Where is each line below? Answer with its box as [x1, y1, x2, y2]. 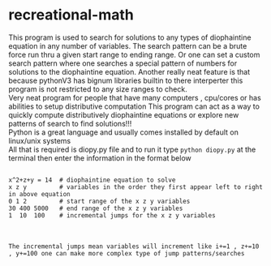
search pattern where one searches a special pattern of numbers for [8, 58, 238, 68]
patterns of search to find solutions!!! [8, 118, 132, 128]
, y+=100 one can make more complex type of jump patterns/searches [8, 249, 245, 257]
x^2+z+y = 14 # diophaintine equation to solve [8, 176, 176, 184]
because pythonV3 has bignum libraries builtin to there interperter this [8, 75, 243, 85]
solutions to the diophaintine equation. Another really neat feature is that [8, 66, 251, 76]
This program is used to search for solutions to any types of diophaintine [8, 32, 252, 42]
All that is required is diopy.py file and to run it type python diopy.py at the [8, 144, 256, 154]
